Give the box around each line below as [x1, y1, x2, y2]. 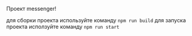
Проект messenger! [6, 5, 57, 12]
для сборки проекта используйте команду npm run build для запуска [6, 17, 187, 23]
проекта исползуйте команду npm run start [6, 23, 120, 30]
